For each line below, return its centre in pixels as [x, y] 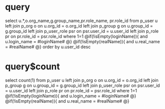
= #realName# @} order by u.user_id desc [48, 47]
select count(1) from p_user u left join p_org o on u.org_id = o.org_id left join [82, 80]
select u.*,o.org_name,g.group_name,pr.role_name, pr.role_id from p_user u [82, 21]
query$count [33, 67]
